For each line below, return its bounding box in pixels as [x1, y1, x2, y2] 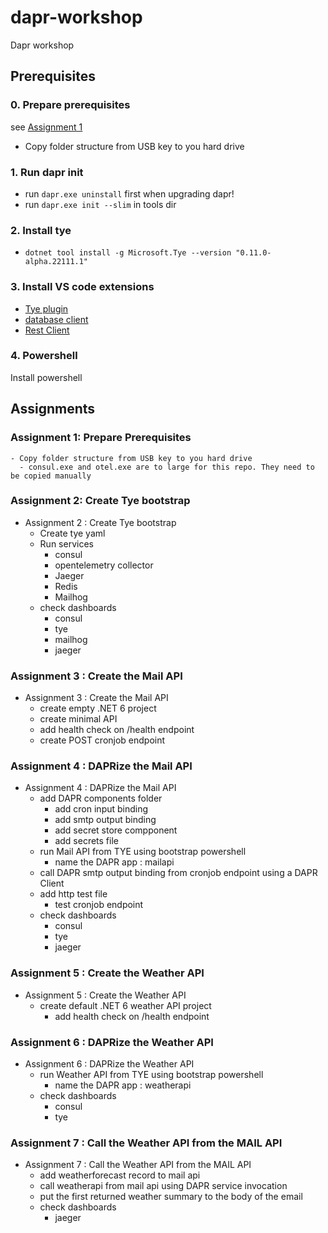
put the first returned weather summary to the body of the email [39, 1191, 303, 1203]
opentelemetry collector [54, 559, 154, 571]
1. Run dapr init [10, 165, 84, 179]
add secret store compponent [54, 824, 178, 836]
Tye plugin [24, 302, 69, 315]
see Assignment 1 [10, 121, 83, 133]
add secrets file [54, 835, 119, 847]
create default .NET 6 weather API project [39, 999, 212, 1011]
